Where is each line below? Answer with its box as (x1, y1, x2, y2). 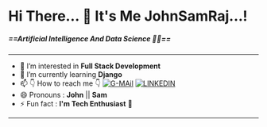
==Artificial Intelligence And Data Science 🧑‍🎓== (8, 33, 171, 43)
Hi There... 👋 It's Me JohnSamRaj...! (8, 7, 248, 25)
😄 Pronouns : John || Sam (19, 90, 107, 100)
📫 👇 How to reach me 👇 (19, 79, 101, 88)
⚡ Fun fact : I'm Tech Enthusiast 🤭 (19, 99, 133, 109)
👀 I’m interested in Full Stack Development (19, 61, 161, 71)
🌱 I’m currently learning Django (19, 70, 123, 79)
